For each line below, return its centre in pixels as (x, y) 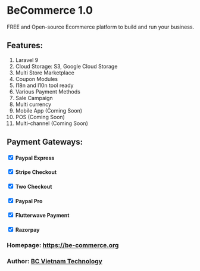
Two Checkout (34, 186)
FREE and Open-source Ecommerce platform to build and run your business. (101, 27)
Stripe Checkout (36, 172)
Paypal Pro (29, 201)
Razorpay (27, 229)
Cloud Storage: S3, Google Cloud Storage (66, 66)
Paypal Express (35, 158)
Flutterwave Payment (42, 216)
